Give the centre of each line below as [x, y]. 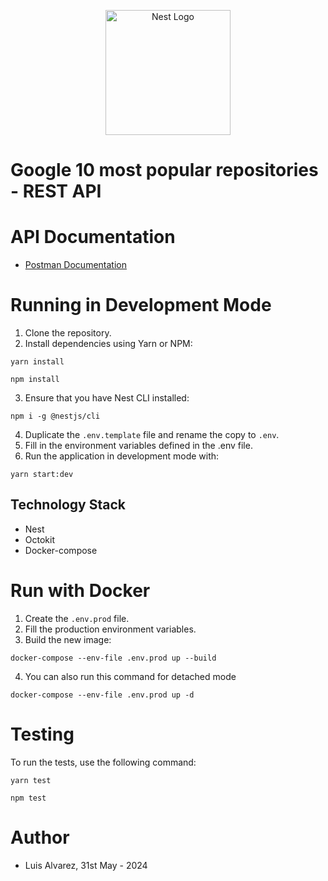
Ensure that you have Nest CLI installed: [107, 398]
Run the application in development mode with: [122, 456]
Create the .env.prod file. [77, 618]
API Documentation [93, 237]
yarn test [31, 780]
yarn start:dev [42, 475]
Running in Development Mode [141, 305]
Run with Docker [80, 591]
